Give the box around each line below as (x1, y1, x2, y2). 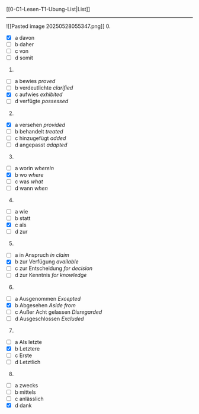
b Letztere (14, 345, 40, 352)
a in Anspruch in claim (14, 251, 70, 259)
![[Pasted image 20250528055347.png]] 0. (6, 23, 111, 30)
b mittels (14, 388, 36, 396)
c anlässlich (14, 395, 44, 403)
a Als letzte (14, 338, 43, 345)
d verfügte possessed (14, 98, 69, 105)
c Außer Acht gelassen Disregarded (14, 308, 102, 316)
